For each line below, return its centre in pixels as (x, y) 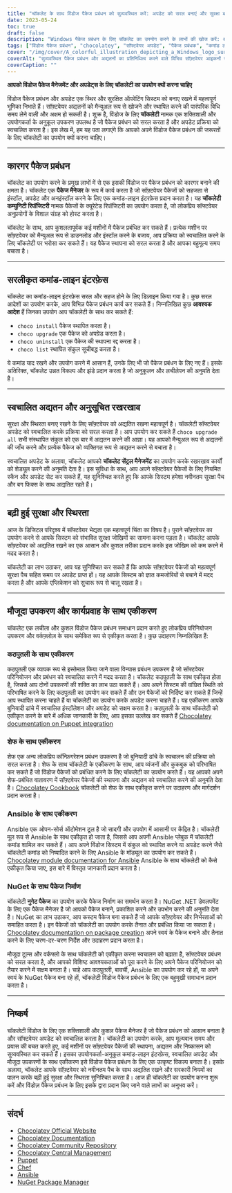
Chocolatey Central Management (64, 1152)
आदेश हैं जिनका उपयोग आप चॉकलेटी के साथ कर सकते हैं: (70, 312)
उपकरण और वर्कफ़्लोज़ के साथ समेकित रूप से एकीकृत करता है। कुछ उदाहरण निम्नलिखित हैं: (108, 636)
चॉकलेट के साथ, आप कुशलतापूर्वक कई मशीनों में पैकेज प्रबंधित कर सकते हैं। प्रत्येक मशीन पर (107, 228)
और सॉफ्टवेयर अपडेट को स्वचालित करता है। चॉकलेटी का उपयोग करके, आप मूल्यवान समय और (111, 1038)
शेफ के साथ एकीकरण (34, 741)
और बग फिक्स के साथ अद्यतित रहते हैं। (50, 484)
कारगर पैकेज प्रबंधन (39, 166)
